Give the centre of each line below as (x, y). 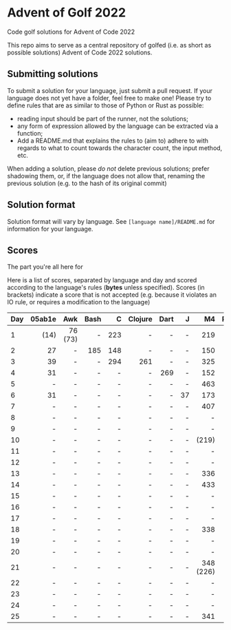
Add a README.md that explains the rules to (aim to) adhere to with (112, 140)
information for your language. (50, 229)
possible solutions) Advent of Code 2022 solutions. (80, 52)
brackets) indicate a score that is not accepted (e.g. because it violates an (112, 295)
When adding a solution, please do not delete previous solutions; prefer (108, 168)
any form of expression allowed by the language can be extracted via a (118, 126)
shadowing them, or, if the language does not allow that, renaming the (106, 176)
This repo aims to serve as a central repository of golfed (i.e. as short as (109, 45)
